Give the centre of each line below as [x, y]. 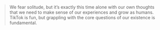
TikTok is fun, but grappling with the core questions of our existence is [82, 17]
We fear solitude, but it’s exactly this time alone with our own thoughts [82, 7]
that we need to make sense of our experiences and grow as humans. [82, 12]
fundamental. [23, 23]
